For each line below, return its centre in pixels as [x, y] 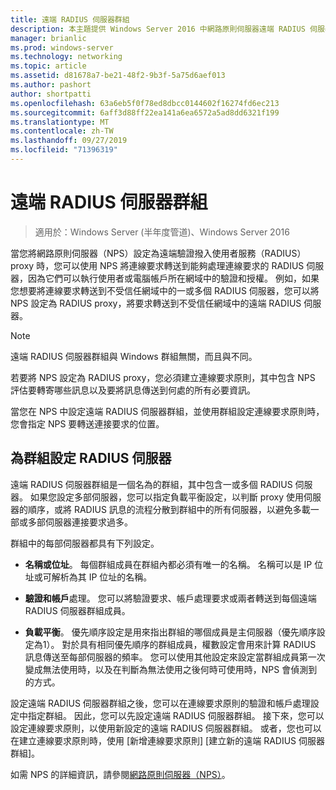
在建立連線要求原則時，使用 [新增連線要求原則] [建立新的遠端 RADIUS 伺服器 [168, 740]
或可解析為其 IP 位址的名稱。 [93, 577]
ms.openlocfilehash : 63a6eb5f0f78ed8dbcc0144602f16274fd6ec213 [145, 103]
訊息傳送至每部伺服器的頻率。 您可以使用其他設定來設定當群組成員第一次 [175, 657]
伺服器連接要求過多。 [88, 522]
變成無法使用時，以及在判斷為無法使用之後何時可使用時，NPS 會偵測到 [171, 669]
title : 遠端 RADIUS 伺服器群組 [70, 19]
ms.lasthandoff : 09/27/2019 [69, 141]
